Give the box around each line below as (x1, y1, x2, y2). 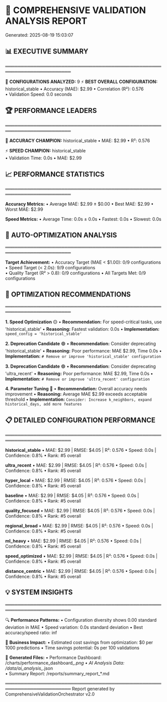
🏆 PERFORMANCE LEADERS (5, 106, 97, 115)
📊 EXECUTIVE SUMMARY (5, 47, 89, 56)
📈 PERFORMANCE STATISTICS (5, 170, 105, 179)
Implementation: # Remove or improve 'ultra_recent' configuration (5, 376, 150, 382)
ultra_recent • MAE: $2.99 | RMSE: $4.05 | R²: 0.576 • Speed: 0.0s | (5, 462, 147, 468)
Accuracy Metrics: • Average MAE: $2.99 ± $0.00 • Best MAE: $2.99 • (5, 201, 154, 207)
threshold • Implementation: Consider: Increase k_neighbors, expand (5, 396, 152, 402)
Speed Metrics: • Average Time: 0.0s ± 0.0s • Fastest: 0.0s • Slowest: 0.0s (5, 216, 162, 222)
